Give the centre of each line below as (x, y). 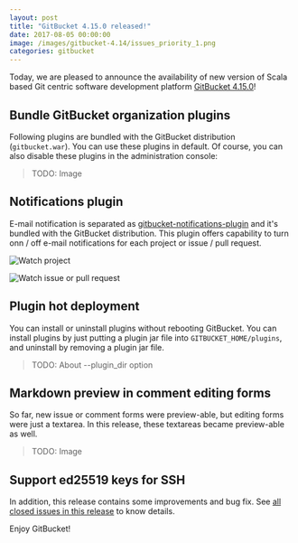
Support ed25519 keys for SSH (98, 480)
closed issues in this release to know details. (92, 511)
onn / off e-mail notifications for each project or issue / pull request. (135, 243)
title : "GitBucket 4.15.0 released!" (80, 26)
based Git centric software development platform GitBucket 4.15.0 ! (133, 87)
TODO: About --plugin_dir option (92, 365)
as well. (23, 434)
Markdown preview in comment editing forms (140, 393)
